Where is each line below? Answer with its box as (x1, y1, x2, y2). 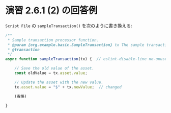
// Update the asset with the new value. (14, 80, 103, 85)
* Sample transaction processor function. (7, 37, 99, 42)
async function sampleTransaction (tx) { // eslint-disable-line (5, 57, 147, 62)
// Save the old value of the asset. (14, 66, 95, 71)
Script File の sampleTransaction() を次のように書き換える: (5, 22, 132, 29)
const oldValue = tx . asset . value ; (14, 71, 88, 76)
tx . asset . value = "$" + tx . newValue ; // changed (14, 84, 122, 89)
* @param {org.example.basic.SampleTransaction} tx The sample (7, 42, 145, 48)
